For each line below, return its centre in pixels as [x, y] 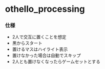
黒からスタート [27, 43]
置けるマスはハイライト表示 [40, 49]
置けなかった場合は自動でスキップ [46, 56]
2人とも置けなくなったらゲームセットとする [56, 62]
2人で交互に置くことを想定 [39, 37]
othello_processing [45, 9]
